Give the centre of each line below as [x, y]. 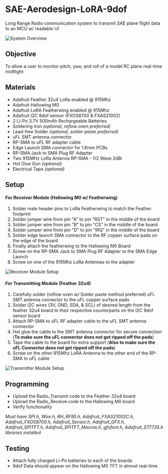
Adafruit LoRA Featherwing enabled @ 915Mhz [61, 110]
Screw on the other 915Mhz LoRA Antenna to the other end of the [80, 353]
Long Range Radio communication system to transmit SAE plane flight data [83, 23]
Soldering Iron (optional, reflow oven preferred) [61, 126]
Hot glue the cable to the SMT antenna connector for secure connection [87, 332]
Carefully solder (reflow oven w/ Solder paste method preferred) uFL [84, 295]
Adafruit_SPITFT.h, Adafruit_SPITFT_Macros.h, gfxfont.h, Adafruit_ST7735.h [84, 427]
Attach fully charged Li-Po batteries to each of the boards [72, 460]
